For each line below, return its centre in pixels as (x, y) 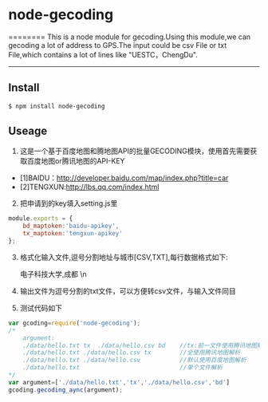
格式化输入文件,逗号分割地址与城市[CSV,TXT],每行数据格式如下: (124, 257)
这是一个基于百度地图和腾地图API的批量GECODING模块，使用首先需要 (135, 151)
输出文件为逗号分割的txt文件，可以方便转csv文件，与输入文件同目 (128, 291)
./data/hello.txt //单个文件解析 (123, 368)
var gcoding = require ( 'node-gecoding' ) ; (75, 323)
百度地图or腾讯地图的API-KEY (76, 161)
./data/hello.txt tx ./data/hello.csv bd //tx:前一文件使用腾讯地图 (140, 345)
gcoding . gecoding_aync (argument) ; (66, 390)
